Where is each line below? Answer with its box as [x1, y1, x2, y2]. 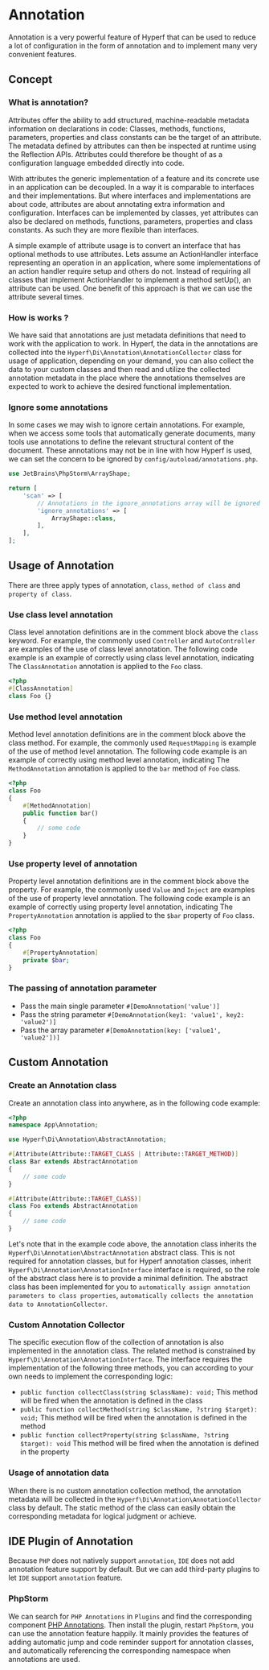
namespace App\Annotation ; [8, 1121, 99, 1129]
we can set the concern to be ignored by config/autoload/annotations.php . [8, 454, 259, 464]
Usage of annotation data [8, 1467, 110, 1478]
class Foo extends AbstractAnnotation [8, 1202, 138, 1210]
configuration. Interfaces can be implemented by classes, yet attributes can [8, 208, 259, 217]
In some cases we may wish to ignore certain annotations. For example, [8, 420, 246, 430]
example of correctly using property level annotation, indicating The [8, 902, 234, 911]
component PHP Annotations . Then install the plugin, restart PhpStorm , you [8, 1620, 255, 1630]
